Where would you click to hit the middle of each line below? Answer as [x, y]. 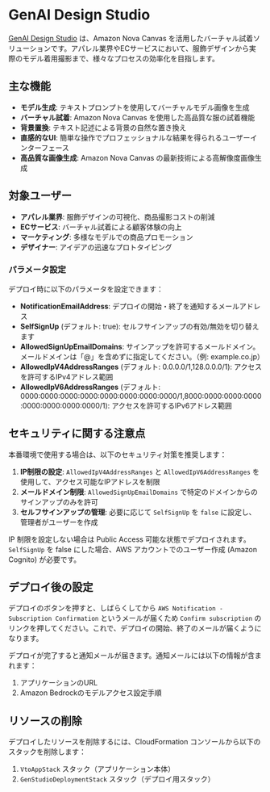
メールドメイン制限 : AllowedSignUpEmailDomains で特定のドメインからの [139, 492]
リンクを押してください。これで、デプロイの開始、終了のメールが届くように [135, 628]
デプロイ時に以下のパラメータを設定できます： [86, 289]
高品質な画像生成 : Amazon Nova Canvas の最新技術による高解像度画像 [137, 157]
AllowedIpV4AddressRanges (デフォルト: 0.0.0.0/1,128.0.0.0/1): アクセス [141, 367]
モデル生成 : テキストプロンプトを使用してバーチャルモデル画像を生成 [135, 107]
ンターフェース [45, 148]
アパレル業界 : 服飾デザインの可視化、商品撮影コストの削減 [117, 216]
